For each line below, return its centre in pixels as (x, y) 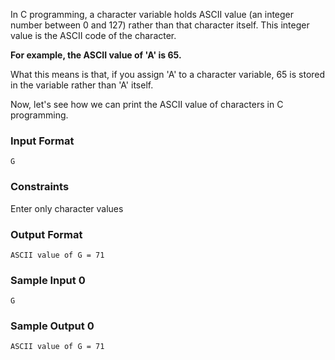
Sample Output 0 (52, 326)
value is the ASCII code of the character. (93, 35)
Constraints (40, 187)
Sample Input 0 (48, 280)
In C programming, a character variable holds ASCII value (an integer (152, 14)
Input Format (42, 141)
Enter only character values (67, 208)
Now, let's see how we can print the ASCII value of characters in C (147, 104)
